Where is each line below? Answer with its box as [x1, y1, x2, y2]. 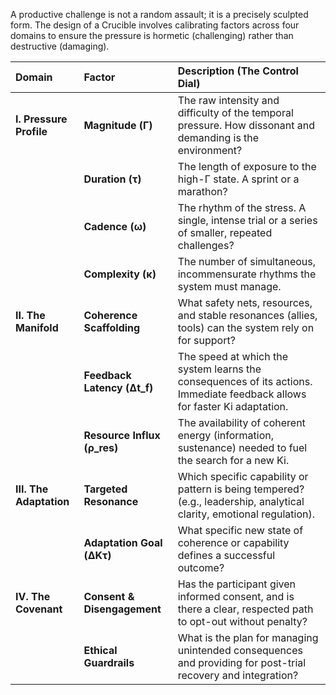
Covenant [15, 602, 63, 616]
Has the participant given [177, 577, 297, 591]
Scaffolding [83, 321, 141, 334]
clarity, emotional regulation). [177, 507, 316, 521]
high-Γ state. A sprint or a [177, 172, 300, 186]
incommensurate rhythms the [177, 267, 317, 281]
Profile [15, 125, 48, 138]
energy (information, [177, 429, 275, 442]
